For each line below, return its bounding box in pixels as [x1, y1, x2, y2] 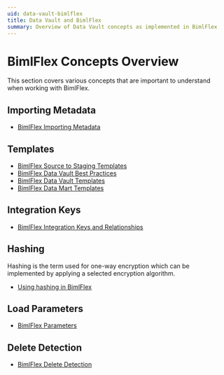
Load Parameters [7, 302, 84, 315]
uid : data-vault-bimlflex [7, 10, 83, 17]
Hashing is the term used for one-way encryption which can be [7, 262, 190, 270]
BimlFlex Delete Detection [17, 360, 92, 369]
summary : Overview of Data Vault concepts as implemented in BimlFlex [7, 23, 218, 30]
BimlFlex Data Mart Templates [17, 183, 104, 192]
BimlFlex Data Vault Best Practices [17, 169, 117, 177]
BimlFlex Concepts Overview [7, 53, 179, 69]
